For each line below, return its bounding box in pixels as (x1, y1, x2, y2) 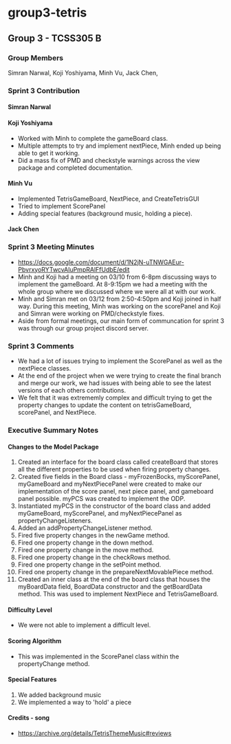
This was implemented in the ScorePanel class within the (17, 652, 179, 660)
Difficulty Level (8, 605, 52, 614)
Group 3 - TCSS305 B (8, 32, 102, 44)
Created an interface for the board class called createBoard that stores (17, 458, 219, 467)
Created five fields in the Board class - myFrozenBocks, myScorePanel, (17, 473, 221, 481)
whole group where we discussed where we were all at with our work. (17, 287, 216, 295)
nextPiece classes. (17, 364, 71, 372)
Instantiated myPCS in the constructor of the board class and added (17, 502, 211, 510)
